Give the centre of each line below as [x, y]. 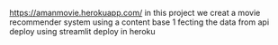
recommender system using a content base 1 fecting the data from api [139, 22]
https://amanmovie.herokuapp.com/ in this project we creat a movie [135, 13]
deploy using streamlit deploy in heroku [82, 31]
